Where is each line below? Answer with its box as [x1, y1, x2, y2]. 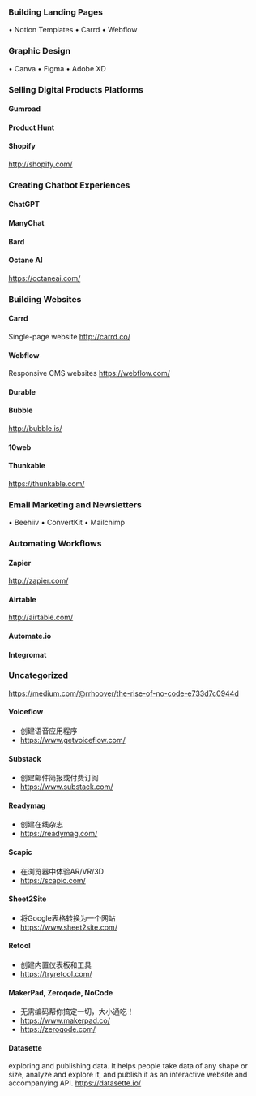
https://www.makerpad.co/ [19, 1016, 111, 1025]
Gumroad [8, 104, 41, 114]
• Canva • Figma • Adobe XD [8, 63, 107, 73]
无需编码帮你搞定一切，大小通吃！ [19, 1007, 134, 1016]
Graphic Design [8, 45, 71, 57]
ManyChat [8, 218, 45, 228]
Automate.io [8, 631, 52, 641]
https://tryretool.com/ [19, 969, 92, 979]
